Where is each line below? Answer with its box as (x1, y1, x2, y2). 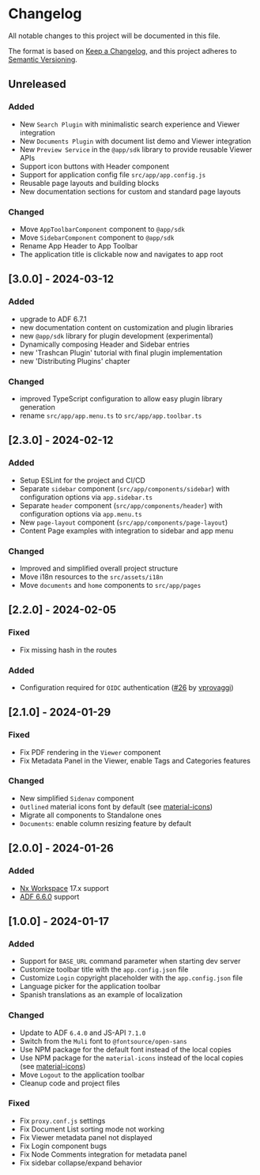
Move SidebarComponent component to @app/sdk (19, 233, 175, 242)
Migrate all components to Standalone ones (19, 810, 162, 820)
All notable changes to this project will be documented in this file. (8, 31, 221, 40)
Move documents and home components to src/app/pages (19, 580, 202, 589)
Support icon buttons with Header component (19, 161, 170, 171)
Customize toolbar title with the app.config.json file (19, 965, 189, 974)
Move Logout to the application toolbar (19, 1070, 145, 1079)
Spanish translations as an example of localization (19, 990, 183, 999)
